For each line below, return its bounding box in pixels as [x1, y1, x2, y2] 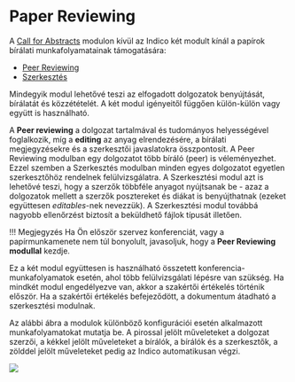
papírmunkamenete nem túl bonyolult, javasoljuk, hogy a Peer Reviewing [9, 236, 276, 246]
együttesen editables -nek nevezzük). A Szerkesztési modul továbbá [9, 199, 259, 210]
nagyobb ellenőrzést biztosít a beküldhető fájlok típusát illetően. [9, 209, 242, 220]
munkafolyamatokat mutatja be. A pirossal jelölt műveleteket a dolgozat [9, 326, 270, 338]
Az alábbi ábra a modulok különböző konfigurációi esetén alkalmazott [9, 317, 263, 328]
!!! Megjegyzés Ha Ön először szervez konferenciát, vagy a [9, 226, 224, 237]
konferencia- [198, 262, 245, 273]
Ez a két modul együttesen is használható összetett [9, 262, 197, 273]
